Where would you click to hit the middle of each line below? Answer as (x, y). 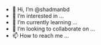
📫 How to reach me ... (40, 36)
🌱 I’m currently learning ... (45, 22)
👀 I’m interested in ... (38, 16)
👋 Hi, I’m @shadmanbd (41, 9)
